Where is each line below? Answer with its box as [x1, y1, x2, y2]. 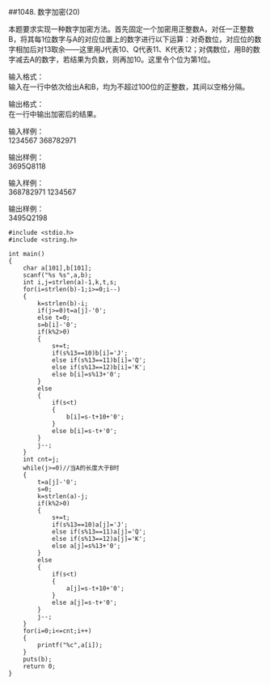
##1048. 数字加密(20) [8, 7, 81, 16]
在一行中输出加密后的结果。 [8, 109, 101, 119]
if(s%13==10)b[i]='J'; [51, 349, 129, 357]
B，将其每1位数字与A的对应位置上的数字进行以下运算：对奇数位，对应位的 [8, 35, 255, 44]
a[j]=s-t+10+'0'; [65, 585, 125, 593]
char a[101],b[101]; [23, 264, 92, 272]
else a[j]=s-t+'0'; [51, 598, 117, 606]
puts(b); [23, 655, 53, 663]
